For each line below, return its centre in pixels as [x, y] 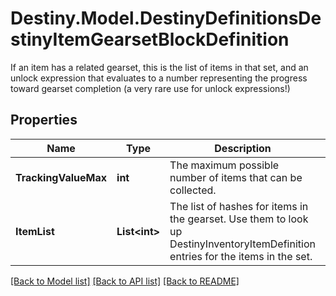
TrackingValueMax [61, 177]
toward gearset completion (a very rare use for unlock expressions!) [150, 88]
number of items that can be [236, 177]
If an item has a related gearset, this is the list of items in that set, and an [159, 67]
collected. [193, 190]
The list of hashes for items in [239, 206]
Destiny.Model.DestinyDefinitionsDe [166, 18]
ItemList [35, 231]
